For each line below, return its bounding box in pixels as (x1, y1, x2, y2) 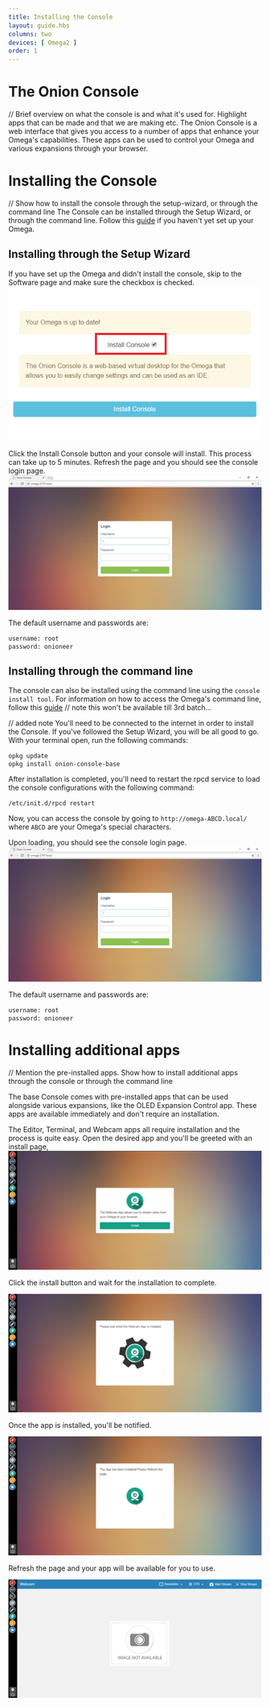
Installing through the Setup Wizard (8, 247, 190, 261)
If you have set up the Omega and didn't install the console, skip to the (8, 268, 243, 278)
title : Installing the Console (8, 13, 113, 21)
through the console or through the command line (8, 1077, 173, 1086)
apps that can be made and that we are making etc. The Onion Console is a (8, 118, 258, 128)
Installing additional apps (8, 1041, 181, 1060)
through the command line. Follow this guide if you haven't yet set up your (8, 216, 255, 225)
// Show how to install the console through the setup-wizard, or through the (8, 198, 259, 208)
